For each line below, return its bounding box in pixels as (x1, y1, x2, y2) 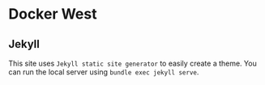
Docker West (8, 5, 97, 23)
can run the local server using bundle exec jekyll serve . (8, 67, 199, 77)
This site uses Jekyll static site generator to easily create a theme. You (8, 58, 257, 68)
